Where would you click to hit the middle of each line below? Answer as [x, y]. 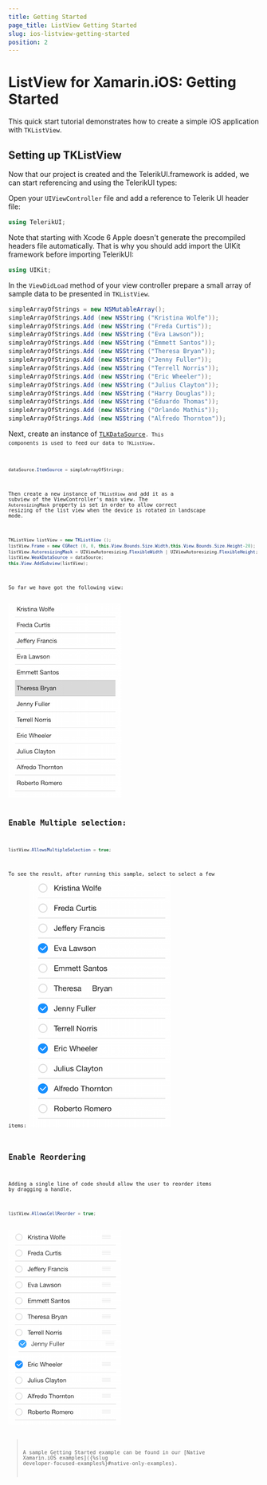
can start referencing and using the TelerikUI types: [93, 183]
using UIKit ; [30, 270]
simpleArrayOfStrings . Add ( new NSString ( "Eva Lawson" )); [106, 335]
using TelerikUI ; [37, 222]
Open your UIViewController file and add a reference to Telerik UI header [129, 198]
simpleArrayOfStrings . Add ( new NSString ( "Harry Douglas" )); [112, 393]
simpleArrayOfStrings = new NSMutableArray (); [87, 309]
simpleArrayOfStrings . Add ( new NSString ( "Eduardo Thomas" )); [114, 402]
